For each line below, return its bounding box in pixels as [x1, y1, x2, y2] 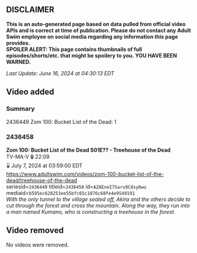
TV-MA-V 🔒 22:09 [6, 153, 50, 160]
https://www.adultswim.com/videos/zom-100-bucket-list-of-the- [6, 170, 164, 177]
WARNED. [6, 58, 31, 65]
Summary [6, 105, 35, 113]
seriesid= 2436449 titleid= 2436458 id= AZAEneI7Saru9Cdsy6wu [6, 183, 147, 190]
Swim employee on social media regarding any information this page [6, 33, 179, 40]
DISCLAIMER [6, 5, 54, 15]
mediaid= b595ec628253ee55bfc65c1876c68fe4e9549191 [6, 189, 135, 196]
